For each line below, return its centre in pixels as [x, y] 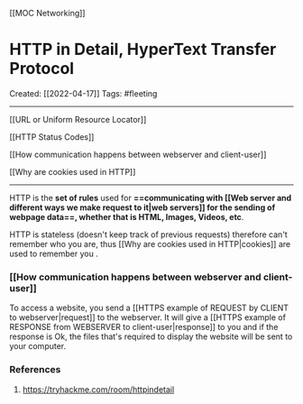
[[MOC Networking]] [47, 13]
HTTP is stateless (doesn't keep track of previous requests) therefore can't [149, 234]
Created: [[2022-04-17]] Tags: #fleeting [83, 93]
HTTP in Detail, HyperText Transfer [143, 50]
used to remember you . [54, 253]
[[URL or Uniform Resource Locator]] [78, 119]
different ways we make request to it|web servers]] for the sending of [142, 207]
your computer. [38, 346]
